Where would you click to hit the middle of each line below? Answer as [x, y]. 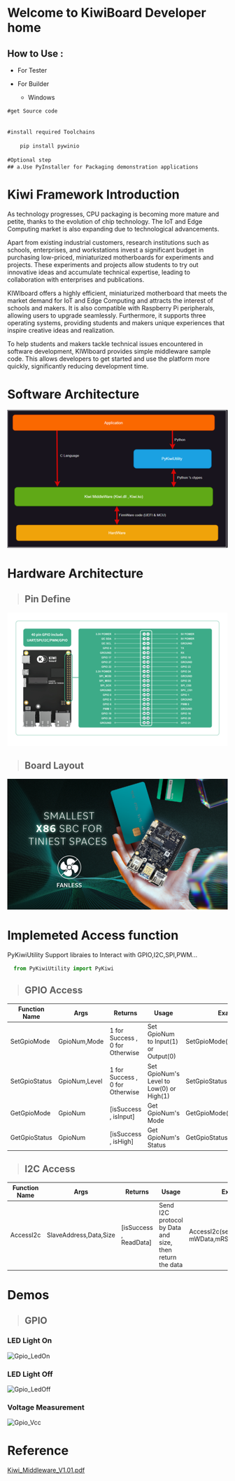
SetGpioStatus [31, 1081]
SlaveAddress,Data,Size [81, 1235]
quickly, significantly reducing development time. [78, 366]
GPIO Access [54, 990]
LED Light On [30, 1340]
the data [171, 1265]
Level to [159, 1081]
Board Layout [54, 766]
